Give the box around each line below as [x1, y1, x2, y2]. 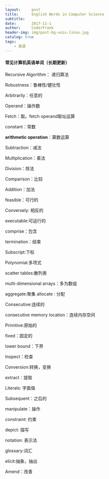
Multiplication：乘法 [5, 155, 46, 161]
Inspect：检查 [5, 354, 33, 359]
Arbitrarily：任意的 [5, 92, 43, 98]
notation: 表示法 [5, 437, 37, 443]
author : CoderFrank [5, 26, 54, 30]
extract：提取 [5, 374, 33, 380]
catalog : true [5, 35, 34, 40]
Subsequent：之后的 [5, 395, 47, 401]
